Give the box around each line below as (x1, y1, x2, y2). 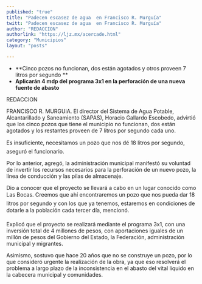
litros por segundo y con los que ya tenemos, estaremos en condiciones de (6, 200, 195, 207)
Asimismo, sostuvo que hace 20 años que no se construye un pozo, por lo (6, 251, 193, 259)
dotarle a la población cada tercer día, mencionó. (6, 206, 130, 214)
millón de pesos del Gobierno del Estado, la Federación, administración (6, 233, 184, 240)
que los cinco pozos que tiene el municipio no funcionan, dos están (6, 120, 176, 127)
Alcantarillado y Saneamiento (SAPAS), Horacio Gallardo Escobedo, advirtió (6, 113, 196, 121)
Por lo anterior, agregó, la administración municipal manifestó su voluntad (6, 159, 191, 167)
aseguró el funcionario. (6, 147, 65, 155)
